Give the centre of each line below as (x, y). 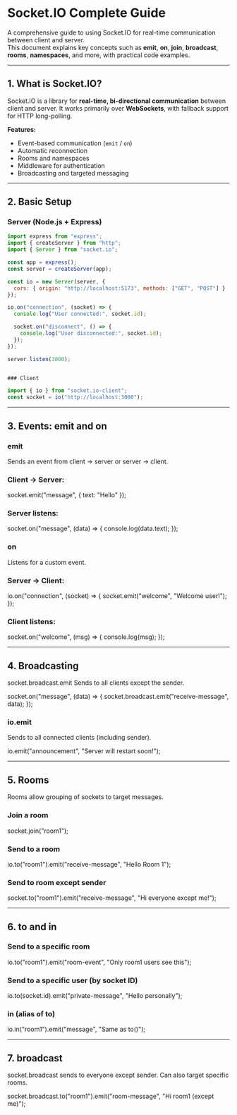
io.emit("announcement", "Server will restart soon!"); (84, 751)
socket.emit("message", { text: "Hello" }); (67, 495)
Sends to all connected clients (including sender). (79, 738)
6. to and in (32, 926)
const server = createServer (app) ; (60, 269)
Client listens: (32, 621)
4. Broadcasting (43, 665)
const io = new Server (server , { (56, 281)
